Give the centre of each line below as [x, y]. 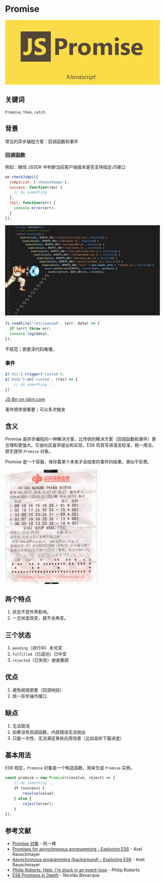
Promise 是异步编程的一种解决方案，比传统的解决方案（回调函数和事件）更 [81, 439]
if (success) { [29, 788]
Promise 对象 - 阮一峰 [34, 844]
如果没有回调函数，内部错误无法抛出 [49, 732]
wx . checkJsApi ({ [22, 177]
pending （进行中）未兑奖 [37, 648]
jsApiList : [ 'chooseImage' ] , [39, 182]
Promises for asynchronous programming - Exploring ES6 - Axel [77, 849]
